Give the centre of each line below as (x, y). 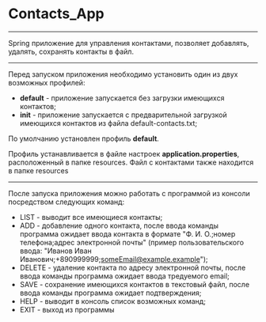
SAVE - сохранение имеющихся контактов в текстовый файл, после (135, 284)
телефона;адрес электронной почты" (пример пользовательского (131, 242)
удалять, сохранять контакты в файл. (71, 51)
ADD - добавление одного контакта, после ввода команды (119, 225)
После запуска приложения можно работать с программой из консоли (129, 193)
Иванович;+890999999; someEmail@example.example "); (114, 259)
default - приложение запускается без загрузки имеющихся (122, 98)
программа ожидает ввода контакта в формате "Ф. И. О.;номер (127, 233)
